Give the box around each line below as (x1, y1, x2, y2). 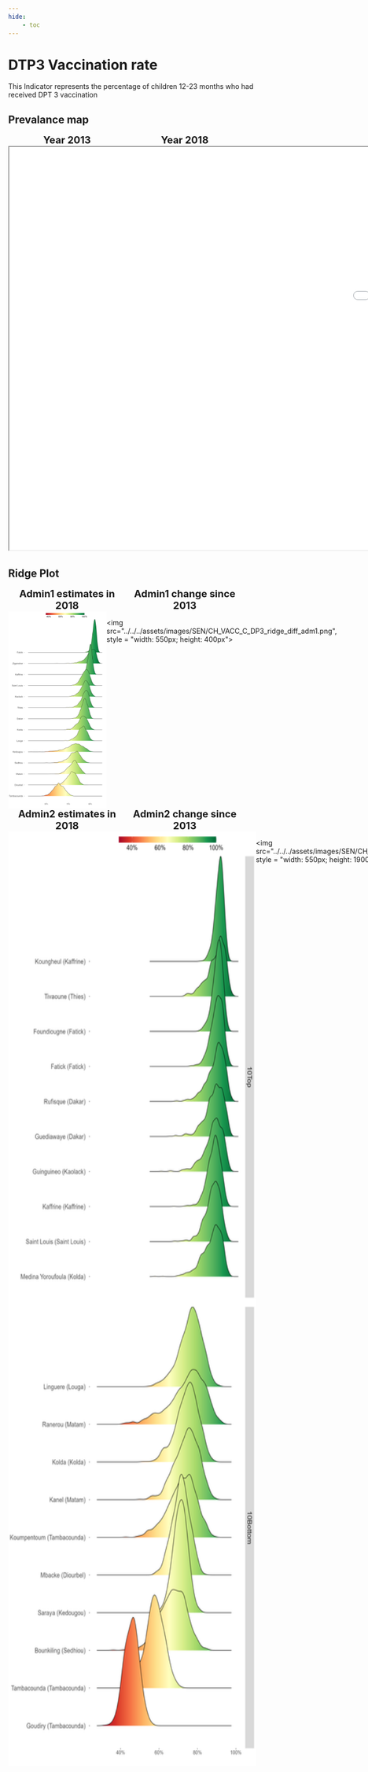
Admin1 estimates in (19, 588, 116, 601)
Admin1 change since (134, 588, 236, 601)
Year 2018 (160, 134, 209, 147)
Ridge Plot (8, 566, 60, 580)
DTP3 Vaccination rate (8, 56, 158, 74)
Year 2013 (42, 134, 92, 147)
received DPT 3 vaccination (8, 90, 98, 100)
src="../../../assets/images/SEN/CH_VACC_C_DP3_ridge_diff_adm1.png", (106, 626, 337, 636)
